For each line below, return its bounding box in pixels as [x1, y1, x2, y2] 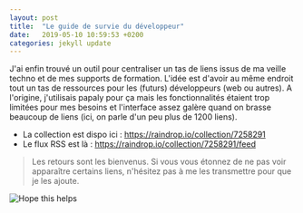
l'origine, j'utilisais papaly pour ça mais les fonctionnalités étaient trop [9, 92, 270, 103]
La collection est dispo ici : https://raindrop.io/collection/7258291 [22, 129, 266, 140]
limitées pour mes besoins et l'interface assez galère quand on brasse [9, 102, 272, 113]
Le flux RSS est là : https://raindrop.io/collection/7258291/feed [22, 139, 257, 150]
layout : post [9, 13, 59, 23]
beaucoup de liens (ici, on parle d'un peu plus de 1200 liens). [9, 111, 238, 122]
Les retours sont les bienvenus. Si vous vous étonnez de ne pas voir [31, 156, 287, 168]
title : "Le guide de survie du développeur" [9, 22, 184, 31]
